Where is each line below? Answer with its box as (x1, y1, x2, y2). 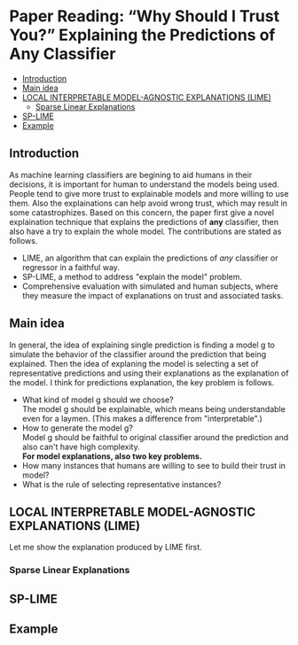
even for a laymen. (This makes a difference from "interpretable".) (21, 413, 263, 424)
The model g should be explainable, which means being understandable (21, 403, 286, 414)
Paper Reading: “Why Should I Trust (9, 6, 280, 27)
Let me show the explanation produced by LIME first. (9, 542, 202, 553)
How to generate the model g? (21, 423, 133, 433)
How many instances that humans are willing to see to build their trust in (21, 460, 286, 470)
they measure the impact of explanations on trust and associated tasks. (21, 290, 284, 300)
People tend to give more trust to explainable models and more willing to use (9, 188, 289, 198)
